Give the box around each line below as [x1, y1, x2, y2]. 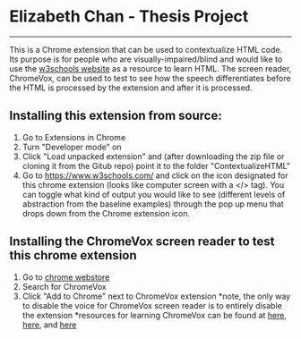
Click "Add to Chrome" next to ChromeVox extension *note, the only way [21, 291, 291, 301]
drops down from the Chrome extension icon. [21, 208, 191, 218]
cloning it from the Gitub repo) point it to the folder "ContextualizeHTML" [21, 160, 291, 171]
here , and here [21, 319, 77, 330]
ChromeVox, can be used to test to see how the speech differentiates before [9, 72, 291, 83]
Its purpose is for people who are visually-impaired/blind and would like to [9, 54, 283, 64]
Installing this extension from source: [9, 108, 222, 123]
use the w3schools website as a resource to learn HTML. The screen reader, [9, 63, 292, 73]
